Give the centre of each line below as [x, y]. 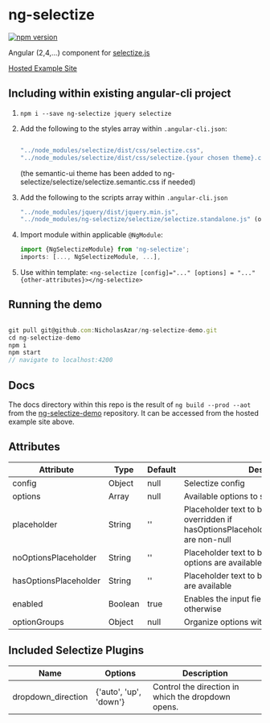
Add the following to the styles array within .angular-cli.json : [123, 128]
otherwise [202, 609]
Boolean [124, 603]
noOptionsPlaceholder [55, 557]
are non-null [207, 539]
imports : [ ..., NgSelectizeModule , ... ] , [90, 257]
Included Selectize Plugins [76, 650]
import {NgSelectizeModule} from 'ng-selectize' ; [105, 250]
